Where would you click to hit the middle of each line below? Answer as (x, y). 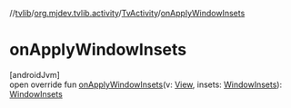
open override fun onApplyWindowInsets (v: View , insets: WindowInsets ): (146, 84)
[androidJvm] (35, 74)
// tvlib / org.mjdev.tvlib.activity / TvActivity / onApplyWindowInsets (127, 13)
